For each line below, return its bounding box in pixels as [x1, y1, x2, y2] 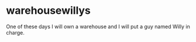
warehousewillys [6, 4, 91, 17]
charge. [6, 29, 25, 36]
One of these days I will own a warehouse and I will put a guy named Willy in [6, 23, 190, 30]
